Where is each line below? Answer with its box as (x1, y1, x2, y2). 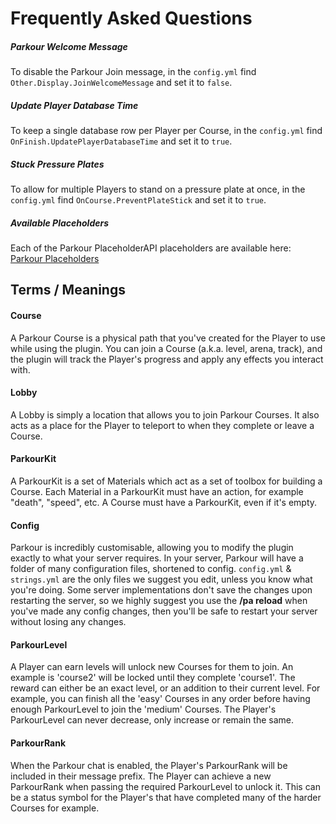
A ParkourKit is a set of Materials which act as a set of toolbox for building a (10, 475, 323, 487)
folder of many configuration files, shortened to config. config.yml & (10, 563, 292, 575)
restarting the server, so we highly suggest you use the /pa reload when (10, 595, 308, 607)
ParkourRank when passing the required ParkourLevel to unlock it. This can (10, 780, 321, 792)
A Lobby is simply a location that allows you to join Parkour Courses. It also (10, 408, 320, 421)
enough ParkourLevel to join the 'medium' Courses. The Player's (10, 703, 277, 716)
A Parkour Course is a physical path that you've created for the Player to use (10, 332, 326, 344)
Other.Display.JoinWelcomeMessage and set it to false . (10, 77, 233, 89)
